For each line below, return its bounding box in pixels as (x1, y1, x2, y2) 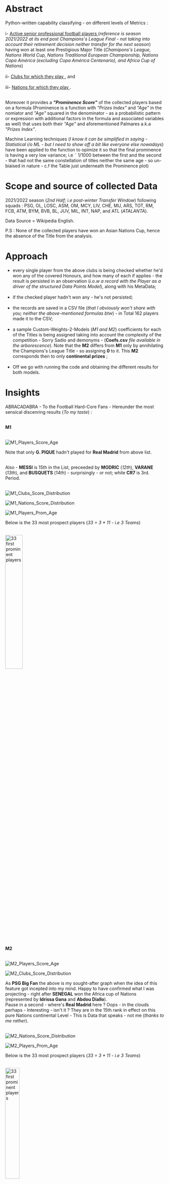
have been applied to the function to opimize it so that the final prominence (5, 146, 161, 153)
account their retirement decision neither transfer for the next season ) (5, 41, 151, 47)
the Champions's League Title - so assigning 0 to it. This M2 (12, 348, 139, 354)
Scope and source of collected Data (5, 180, 158, 192)
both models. (12, 369, 40, 375)
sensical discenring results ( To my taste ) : (5, 409, 92, 415)
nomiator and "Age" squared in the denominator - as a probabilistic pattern (5, 110, 160, 116)
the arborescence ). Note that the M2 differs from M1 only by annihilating (12, 342, 163, 349)
